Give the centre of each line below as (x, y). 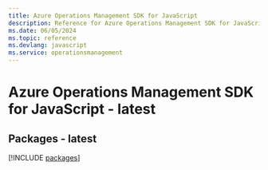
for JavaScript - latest (82, 109)
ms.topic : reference (43, 38)
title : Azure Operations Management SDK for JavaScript (103, 16)
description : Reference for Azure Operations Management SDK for (119, 23)
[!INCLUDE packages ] (44, 158)
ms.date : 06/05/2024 (43, 30)
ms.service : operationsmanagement (66, 53)
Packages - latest (53, 138)
